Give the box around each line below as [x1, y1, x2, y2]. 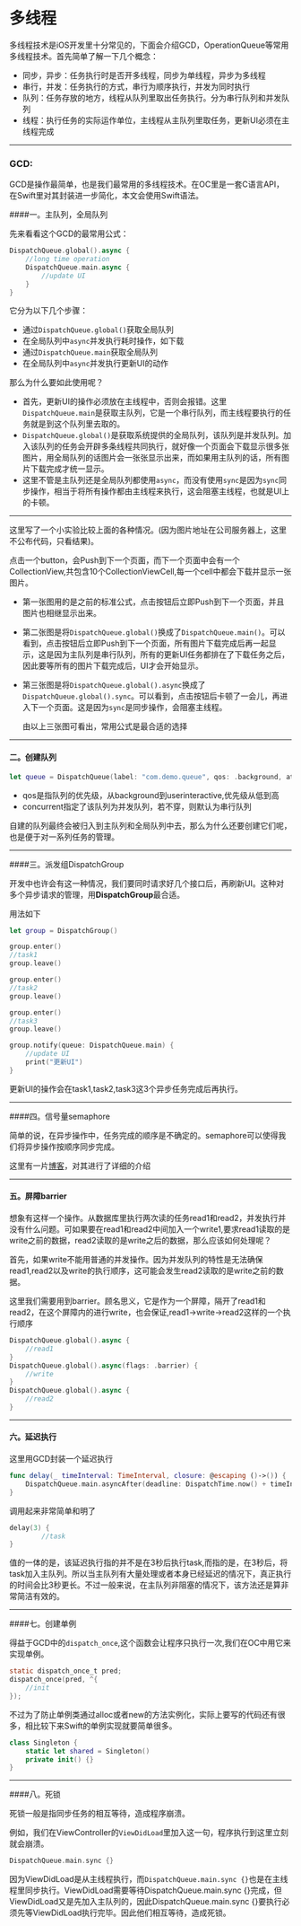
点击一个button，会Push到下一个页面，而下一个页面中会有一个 [9, 555, 240, 566]
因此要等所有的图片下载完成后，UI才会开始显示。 [21, 661, 203, 672]
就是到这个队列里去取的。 [30, 418, 125, 429]
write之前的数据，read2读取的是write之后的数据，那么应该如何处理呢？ [9, 1236, 272, 1246]
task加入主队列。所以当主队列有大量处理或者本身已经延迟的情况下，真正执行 [9, 1569, 292, 1579]
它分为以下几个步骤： [9, 305, 88, 316]
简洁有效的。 [16, 1591, 64, 1602]
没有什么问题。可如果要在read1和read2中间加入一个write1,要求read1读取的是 [9, 1224, 291, 1235]
